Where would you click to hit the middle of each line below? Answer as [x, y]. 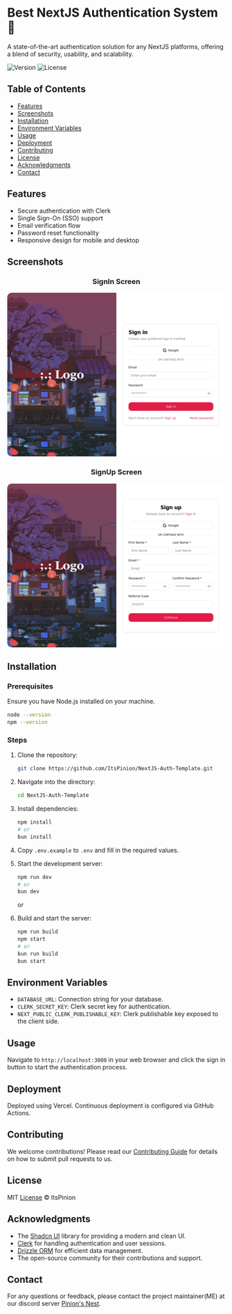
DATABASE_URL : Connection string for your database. [90, 1000]
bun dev [28, 891]
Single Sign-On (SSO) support [60, 218]
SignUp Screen [116, 472]
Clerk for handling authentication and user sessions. [92, 1243]
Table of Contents [47, 89]
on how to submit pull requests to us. [60, 1159]
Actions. [19, 1113]
